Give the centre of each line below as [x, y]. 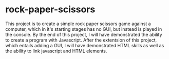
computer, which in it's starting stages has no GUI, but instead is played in [84, 29]
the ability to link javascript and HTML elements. [56, 51]
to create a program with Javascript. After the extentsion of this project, [81, 40]
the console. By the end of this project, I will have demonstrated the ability [84, 34]
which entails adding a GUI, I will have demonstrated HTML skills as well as [85, 45]
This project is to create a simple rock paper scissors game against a [78, 24]
